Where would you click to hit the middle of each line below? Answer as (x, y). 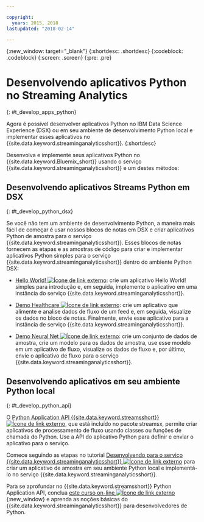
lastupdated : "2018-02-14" (40, 29)
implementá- (181, 468)
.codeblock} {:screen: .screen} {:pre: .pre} (59, 58)
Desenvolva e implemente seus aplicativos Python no (73, 155)
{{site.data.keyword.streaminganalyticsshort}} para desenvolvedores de (97, 506)
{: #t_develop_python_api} (39, 405)
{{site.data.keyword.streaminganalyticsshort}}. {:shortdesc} (81, 143)
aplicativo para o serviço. (38, 443)
